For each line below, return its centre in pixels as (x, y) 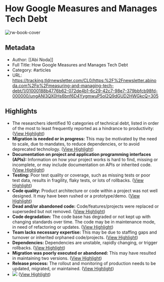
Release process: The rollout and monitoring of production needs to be (84, 263)
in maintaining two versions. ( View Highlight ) (57, 258)
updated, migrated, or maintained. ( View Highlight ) (63, 268)
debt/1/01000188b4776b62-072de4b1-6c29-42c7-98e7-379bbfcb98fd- (85, 90)
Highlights (21, 111)
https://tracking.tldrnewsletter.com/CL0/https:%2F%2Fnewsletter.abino (84, 80)
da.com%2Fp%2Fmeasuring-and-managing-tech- (63, 86)
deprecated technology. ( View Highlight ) (53, 149)
